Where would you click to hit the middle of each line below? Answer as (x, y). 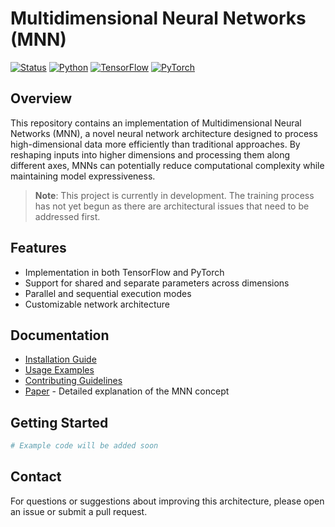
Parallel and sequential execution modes (108, 293)
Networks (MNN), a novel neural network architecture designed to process (164, 133)
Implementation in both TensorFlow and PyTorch (124, 272)
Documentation (60, 335)
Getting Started (59, 422)
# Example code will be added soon (84, 446)
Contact (36, 477)
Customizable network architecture (97, 304)
